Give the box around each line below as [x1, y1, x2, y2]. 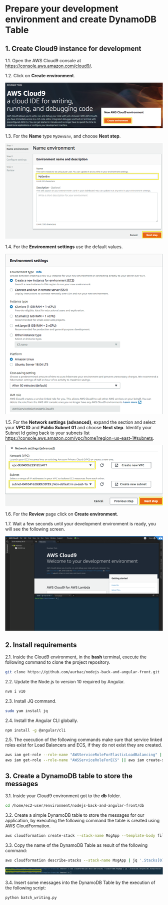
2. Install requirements [5, 640, 77, 649]
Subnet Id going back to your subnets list [5, 430, 90, 436]
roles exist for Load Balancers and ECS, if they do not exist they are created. [5, 742, 162, 748]
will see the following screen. [5, 526, 65, 532]
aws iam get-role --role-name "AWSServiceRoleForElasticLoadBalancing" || [5, 753, 164, 758]
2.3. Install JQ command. [5, 698, 56, 704]
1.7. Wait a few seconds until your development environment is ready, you [5, 520, 156, 526]
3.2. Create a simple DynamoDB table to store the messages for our [5, 812, 144, 818]
